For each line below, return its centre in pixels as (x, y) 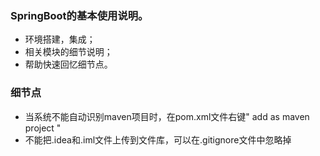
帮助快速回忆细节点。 (68, 64)
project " (43, 128)
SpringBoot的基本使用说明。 (79, 15)
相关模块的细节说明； (68, 52)
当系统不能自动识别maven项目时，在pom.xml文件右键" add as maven (167, 116)
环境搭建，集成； (60, 39)
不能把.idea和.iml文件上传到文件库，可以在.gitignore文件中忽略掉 (158, 139)
